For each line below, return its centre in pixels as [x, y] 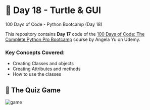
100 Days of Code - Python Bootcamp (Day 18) [54, 24]
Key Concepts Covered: [35, 52]
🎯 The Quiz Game [33, 90]
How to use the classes [37, 74]
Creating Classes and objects [43, 64]
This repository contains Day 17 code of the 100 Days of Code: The [75, 34]
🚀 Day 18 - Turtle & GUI [53, 10]
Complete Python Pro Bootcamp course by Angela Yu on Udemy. [73, 39]
